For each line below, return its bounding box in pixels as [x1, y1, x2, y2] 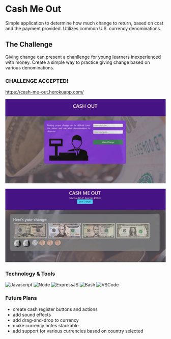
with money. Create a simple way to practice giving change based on [5, 59, 150, 65]
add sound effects [12, 311, 51, 318]
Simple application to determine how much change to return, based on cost [5, 20, 164, 26]
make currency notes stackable [12, 322, 79, 328]
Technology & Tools [5, 270, 55, 277]
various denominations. [5, 64, 54, 70]
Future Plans [5, 295, 37, 302]
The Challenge [5, 40, 53, 49]
